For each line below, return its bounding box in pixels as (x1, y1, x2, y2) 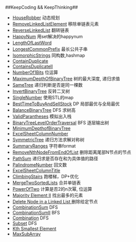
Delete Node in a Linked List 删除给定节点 (12, 199, 98, 204)
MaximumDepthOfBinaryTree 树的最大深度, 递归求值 (12, 75, 120, 82)
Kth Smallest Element (12, 226, 56, 231)
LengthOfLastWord (12, 40, 52, 46)
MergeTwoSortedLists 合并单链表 (12, 180, 81, 186)
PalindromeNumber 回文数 (12, 162, 67, 168)
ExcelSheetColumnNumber (12, 131, 68, 136)
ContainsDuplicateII (12, 63, 53, 69)
